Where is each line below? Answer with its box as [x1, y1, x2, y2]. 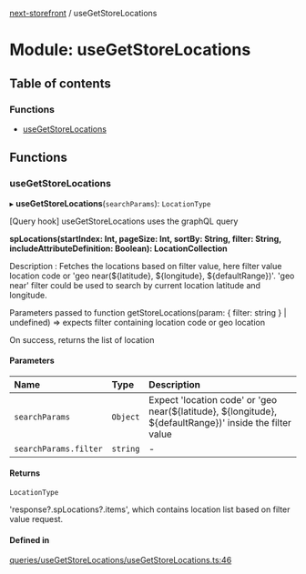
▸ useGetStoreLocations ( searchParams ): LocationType [9, 197, 211, 208]
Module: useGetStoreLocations [9, 40, 251, 60]
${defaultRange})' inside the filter [148, 416, 291, 428]
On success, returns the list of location [9, 334, 155, 345]
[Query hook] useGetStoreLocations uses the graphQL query [9, 216, 239, 227]
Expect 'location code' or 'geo [148, 393, 278, 406]
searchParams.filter [14, 443, 103, 454]
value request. [9, 513, 64, 524]
